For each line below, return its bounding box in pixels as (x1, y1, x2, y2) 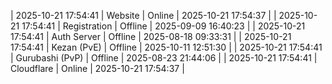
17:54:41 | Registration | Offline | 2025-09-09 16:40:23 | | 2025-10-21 (21, 20, 306, 32)
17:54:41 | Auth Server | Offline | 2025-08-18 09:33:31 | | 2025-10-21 (10, 31, 292, 42)
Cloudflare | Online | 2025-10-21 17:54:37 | (10, 63, 185, 74)
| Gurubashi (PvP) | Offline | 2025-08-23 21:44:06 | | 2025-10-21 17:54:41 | (10, 52, 318, 64)
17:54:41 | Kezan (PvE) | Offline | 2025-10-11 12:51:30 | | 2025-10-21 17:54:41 (10, 41, 323, 53)
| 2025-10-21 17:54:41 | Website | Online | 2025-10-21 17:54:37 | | (10, 10, 277, 21)
